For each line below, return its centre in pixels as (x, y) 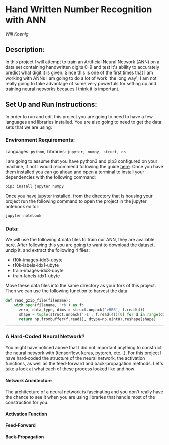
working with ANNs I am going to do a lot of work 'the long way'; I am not (81, 78)
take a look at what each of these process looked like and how (70, 369)
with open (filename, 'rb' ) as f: (49, 305)
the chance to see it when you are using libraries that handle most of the (80, 397)
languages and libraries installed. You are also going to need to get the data (83, 122)
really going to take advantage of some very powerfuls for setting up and (81, 83)
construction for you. (27, 402)
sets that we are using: (29, 127)
